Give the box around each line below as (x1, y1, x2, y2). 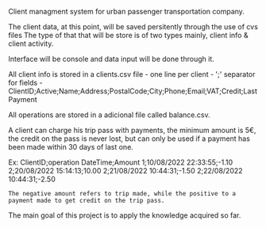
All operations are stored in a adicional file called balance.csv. (8, 110, 210, 120)
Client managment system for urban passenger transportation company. (8, 7, 245, 16)
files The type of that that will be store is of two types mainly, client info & (8, 31, 249, 40)
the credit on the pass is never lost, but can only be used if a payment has (8, 134, 250, 143)
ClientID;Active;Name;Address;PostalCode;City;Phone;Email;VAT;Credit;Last (8, 86, 258, 96)
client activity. (8, 39, 54, 48)
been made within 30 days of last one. (8, 142, 133, 151)
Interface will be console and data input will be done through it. (8, 55, 214, 63)
